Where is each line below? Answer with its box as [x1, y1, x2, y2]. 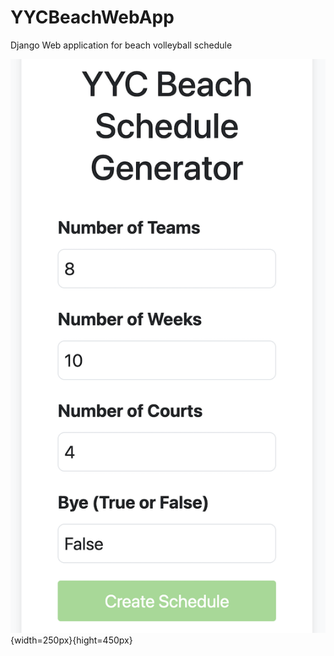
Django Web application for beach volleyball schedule [10, 39, 233, 51]
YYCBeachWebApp [10, 6, 175, 29]
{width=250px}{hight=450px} [10, 634, 133, 646]
